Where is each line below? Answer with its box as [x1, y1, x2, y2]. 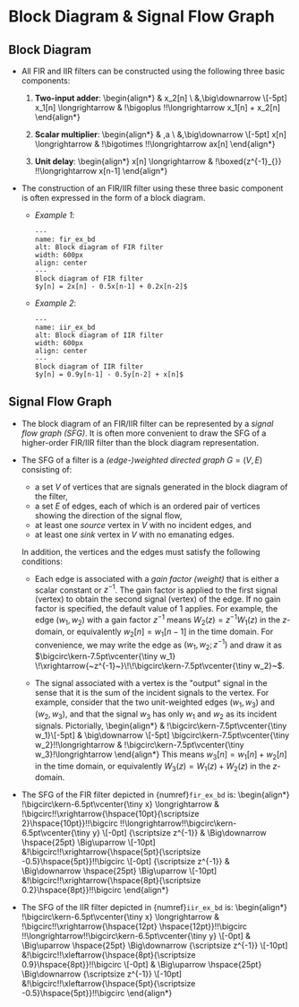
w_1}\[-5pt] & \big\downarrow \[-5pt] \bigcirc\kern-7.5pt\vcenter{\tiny [34, 729, 290, 741]
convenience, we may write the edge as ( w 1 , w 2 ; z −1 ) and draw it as [34, 638, 283, 652]
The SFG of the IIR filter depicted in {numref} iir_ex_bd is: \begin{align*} [21, 902, 287, 913]
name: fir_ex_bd [34, 235, 96, 244]
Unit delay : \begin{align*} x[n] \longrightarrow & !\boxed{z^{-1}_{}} [34, 156, 282, 167]
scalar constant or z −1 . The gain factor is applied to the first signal [34, 583, 278, 595]
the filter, [34, 490, 68, 501]
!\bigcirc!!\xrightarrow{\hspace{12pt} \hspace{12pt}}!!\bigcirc [21, 921, 248, 932]
